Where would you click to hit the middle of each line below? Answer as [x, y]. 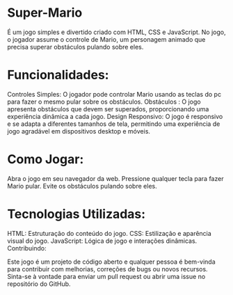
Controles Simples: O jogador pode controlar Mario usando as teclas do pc [114, 94]
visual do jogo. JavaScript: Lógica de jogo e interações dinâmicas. [102, 241]
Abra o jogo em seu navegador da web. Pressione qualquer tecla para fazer [115, 178]
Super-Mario [45, 13]
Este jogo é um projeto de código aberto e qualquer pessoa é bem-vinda [111, 262]
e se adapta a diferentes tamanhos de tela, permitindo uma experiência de [114, 124]
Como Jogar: [46, 160]
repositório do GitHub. [39, 284]
